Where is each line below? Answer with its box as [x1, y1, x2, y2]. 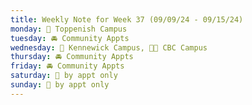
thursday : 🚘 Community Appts [10, 52, 134, 62]
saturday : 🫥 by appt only [10, 71, 118, 81]
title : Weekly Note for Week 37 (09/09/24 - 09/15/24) [10, 14, 244, 25]
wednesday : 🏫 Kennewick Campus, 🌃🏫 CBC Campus [10, 42, 208, 53]
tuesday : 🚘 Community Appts [10, 33, 130, 43]
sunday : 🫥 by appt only [10, 80, 110, 90]
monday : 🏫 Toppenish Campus [10, 24, 128, 34]
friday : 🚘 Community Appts [10, 61, 125, 71]
